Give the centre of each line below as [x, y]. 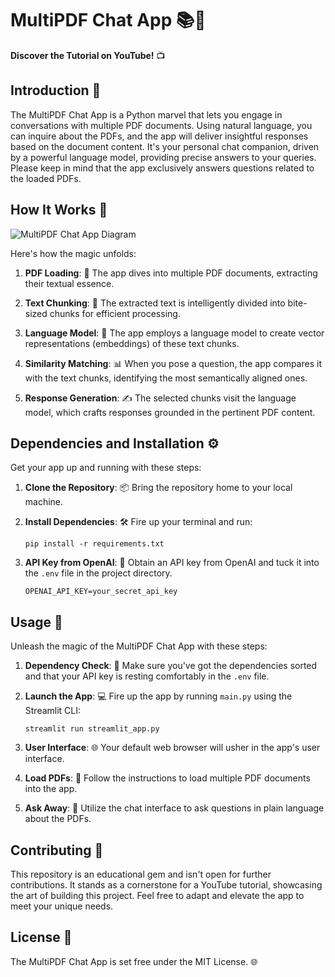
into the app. [51, 789]
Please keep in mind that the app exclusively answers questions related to [162, 168]
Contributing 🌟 [57, 850]
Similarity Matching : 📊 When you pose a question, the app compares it [173, 363]
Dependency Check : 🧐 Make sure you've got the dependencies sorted [171, 666]
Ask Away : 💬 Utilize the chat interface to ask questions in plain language [174, 808]
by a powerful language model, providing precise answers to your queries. [163, 157]
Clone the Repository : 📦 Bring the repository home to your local [158, 488]
